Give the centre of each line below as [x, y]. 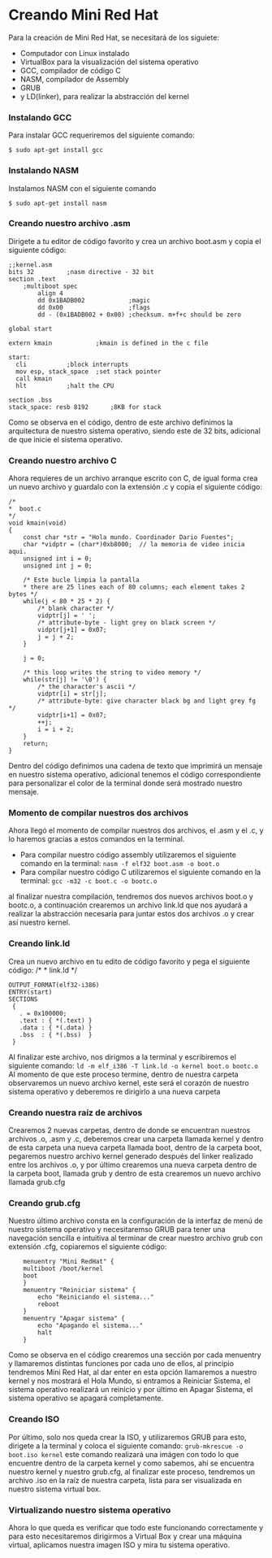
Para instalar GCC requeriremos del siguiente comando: [101, 135]
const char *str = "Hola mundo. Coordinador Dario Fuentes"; [128, 537]
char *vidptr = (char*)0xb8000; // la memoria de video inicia [134, 545]
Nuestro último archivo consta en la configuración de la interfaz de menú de [136, 1221]
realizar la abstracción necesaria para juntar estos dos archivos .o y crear [131, 914]
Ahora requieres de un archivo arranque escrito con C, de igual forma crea [133, 478]
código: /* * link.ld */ [43, 970]
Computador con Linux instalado [75, 53]
